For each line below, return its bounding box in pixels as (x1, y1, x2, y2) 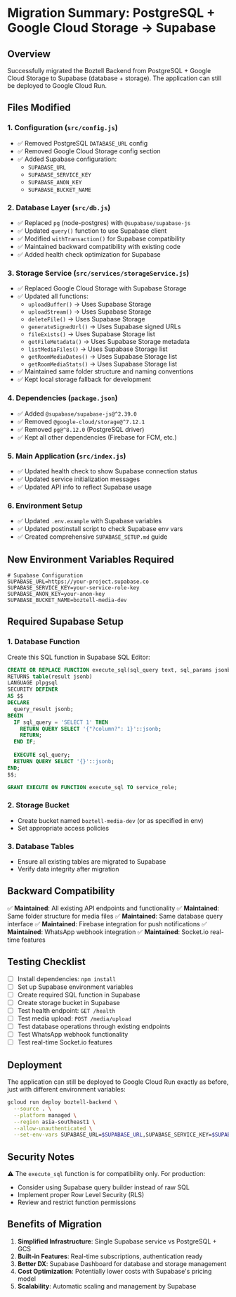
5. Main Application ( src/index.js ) (7, 451, 126, 461)
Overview (7, 48, 51, 60)
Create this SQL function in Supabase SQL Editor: (7, 653, 150, 661)
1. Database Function (7, 637, 81, 646)
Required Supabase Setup (7, 615, 124, 627)
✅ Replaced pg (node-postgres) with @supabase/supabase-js (17, 218, 191, 226)
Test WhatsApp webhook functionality (17, 1030, 129, 1039)
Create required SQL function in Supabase (17, 990, 140, 999)
